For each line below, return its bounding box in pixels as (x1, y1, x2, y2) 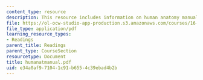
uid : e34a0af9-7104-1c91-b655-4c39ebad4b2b (6, 64, 118, 71)
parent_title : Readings (6, 43, 66, 49)
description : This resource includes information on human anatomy (6, 14, 180, 20)
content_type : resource (6, 8, 66, 15)
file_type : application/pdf (6, 25, 77, 32)
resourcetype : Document (6, 54, 66, 60)
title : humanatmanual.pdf (6, 59, 71, 65)
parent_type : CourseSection (6, 48, 77, 54)
